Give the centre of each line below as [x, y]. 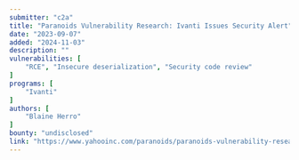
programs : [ [31, 84]
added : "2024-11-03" [48, 42]
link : [19, 141]
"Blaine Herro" [53, 116]
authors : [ [29, 108]
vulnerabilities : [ [45, 59]
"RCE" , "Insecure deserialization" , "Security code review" [139, 68]
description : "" [39, 51]
